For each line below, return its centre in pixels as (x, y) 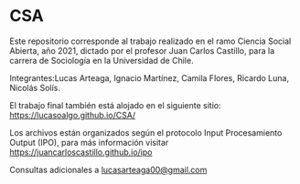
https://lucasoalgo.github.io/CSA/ (73, 115)
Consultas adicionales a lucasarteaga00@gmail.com (108, 169)
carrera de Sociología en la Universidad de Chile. (102, 60)
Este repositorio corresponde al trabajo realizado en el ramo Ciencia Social (150, 41)
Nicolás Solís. (35, 87)
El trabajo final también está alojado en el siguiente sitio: (115, 105)
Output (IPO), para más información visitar (89, 142)
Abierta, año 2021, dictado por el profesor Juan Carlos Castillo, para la (142, 50)
